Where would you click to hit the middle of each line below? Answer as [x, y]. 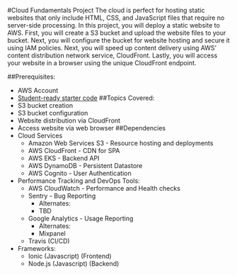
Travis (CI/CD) [49, 241]
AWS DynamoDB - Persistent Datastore [85, 165]
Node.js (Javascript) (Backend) [74, 264]
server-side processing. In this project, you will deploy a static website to [114, 25]
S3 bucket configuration [53, 113]
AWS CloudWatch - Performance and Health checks [104, 188]
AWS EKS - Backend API [64, 158]
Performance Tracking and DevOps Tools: [79, 181]
